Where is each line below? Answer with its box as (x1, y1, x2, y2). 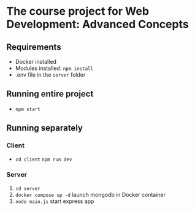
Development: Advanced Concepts (6, 17, 189, 31)
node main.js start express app (15, 198, 94, 205)
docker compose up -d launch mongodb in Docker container (15, 191, 166, 198)
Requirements (6, 42, 61, 52)
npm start (15, 106, 41, 112)
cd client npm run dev (15, 156, 72, 163)
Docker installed (15, 58, 57, 65)
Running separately (6, 123, 83, 133)
